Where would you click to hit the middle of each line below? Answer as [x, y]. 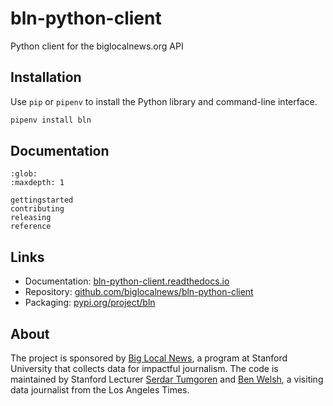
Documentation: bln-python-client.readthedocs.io [127, 281]
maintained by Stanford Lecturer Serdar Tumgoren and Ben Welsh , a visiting [167, 379]
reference [31, 227]
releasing [31, 218]
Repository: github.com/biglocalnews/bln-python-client [139, 292]
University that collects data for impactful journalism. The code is [144, 369]
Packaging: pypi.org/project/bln [90, 303]
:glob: [24, 174]
